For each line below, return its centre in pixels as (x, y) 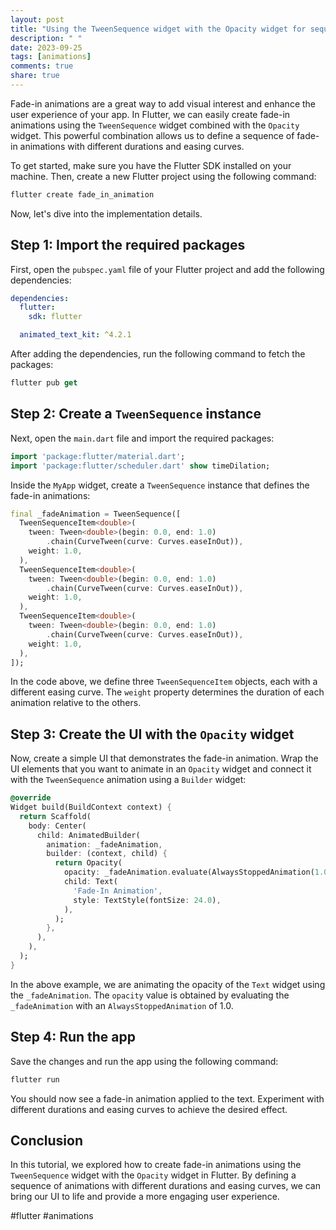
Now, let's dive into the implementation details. (106, 213)
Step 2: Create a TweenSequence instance (136, 414)
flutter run (35, 1079)
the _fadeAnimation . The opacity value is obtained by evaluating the (150, 995)
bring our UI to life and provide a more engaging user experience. (145, 1197)
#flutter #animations (52, 1216)
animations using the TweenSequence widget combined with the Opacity (155, 125)
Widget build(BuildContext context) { (91, 807)
